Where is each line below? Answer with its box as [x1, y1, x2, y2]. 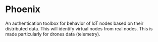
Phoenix [5, 4, 40, 15]
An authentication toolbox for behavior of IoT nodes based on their [5, 20, 144, 26]
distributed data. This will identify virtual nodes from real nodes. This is [5, 25, 153, 31]
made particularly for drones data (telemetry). [5, 31, 100, 37]
